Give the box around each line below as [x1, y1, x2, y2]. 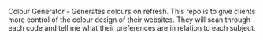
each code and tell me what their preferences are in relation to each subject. [8, 24, 256, 32]
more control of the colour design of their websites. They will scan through [8, 15, 250, 24]
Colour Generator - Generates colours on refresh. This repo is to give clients [8, 7, 256, 16]
